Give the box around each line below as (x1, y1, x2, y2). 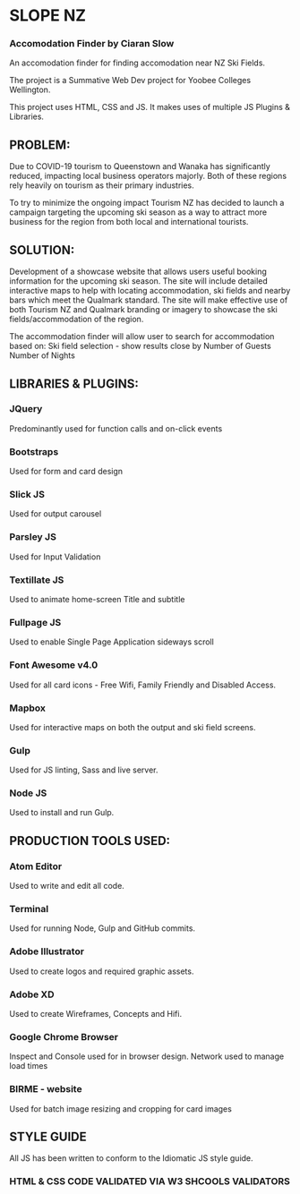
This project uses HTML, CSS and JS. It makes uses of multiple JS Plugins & (9, 102, 291, 113)
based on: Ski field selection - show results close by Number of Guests (9, 341, 271, 352)
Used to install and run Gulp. (9, 807, 115, 818)
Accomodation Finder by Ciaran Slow (9, 38, 175, 50)
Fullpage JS (9, 616, 62, 628)
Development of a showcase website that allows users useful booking (9, 266, 267, 277)
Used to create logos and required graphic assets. (9, 966, 194, 977)
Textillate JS (9, 574, 64, 586)
